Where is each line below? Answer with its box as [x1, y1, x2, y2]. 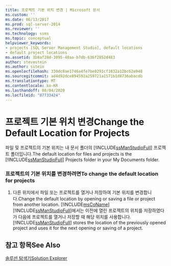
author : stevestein [5, 60, 47, 65]
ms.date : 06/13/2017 [5, 17, 50, 22]
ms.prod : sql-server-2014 [5, 21, 60, 27]
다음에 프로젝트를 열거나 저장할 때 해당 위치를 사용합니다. [18, 214, 132, 220]
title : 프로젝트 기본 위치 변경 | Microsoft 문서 [5, 7, 100, 13]
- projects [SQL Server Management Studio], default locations [5, 45, 143, 50]
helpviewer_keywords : [5, 41, 52, 46]
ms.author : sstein [5, 64, 44, 69]
